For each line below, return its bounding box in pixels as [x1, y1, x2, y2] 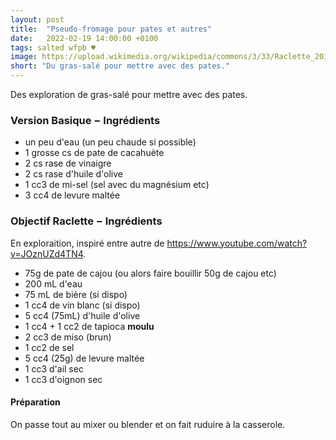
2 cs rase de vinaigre [24, 157, 112, 170]
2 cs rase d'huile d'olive [24, 168, 123, 180]
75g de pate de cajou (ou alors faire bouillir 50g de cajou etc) [24, 267, 277, 279]
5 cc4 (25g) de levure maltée [24, 352, 145, 364]
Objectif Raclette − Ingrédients [10, 214, 163, 228]
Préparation [10, 396, 61, 408]
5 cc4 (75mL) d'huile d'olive [24, 309, 141, 321]
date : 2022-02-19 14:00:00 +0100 [10, 33, 159, 43]
